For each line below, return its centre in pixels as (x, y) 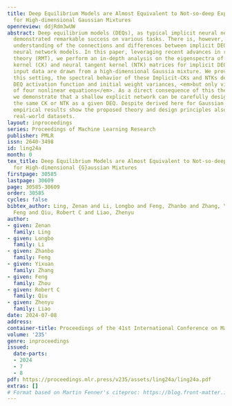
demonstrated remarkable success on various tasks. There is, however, (119, 39)
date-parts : (31, 354)
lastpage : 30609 (30, 180)
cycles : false (28, 200)
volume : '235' (28, 335)
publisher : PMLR (30, 135)
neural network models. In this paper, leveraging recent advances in (117, 52)
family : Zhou (32, 283)
